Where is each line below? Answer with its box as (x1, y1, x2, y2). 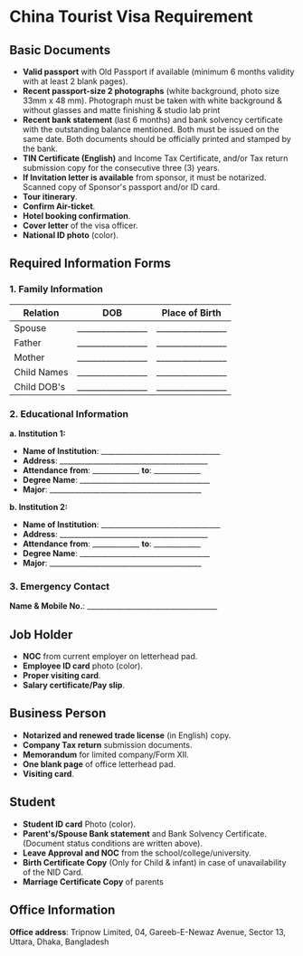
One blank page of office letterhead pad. (22, 758, 176, 770)
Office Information (9, 903, 116, 918)
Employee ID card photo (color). (22, 660, 143, 671)
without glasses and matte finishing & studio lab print (22, 105, 221, 115)
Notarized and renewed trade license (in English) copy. (22, 730, 232, 741)
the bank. (22, 143, 59, 154)
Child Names (14, 365, 69, 378)
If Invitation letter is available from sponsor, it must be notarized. (22, 172, 267, 183)
